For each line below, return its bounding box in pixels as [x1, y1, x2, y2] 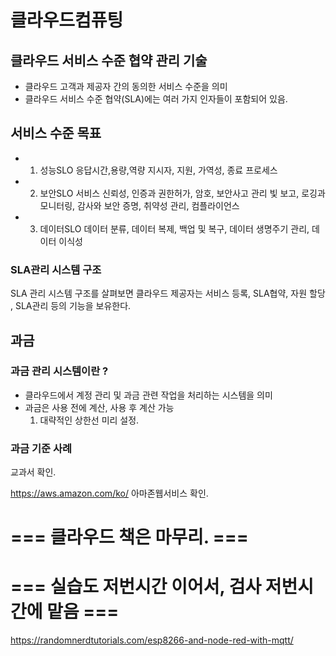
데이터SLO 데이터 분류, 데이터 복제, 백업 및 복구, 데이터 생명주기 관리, [39, 222, 310, 235]
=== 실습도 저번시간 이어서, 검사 [10, 576, 262, 598]
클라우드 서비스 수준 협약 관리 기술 [10, 52, 208, 69]
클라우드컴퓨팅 [10, 9, 124, 32]
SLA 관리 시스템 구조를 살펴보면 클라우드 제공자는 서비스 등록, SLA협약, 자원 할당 [10, 287, 326, 300]
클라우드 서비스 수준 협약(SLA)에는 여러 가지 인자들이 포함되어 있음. [24, 93, 288, 105]
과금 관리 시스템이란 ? [10, 364, 109, 378]
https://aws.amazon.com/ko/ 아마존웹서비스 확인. [10, 487, 209, 500]
